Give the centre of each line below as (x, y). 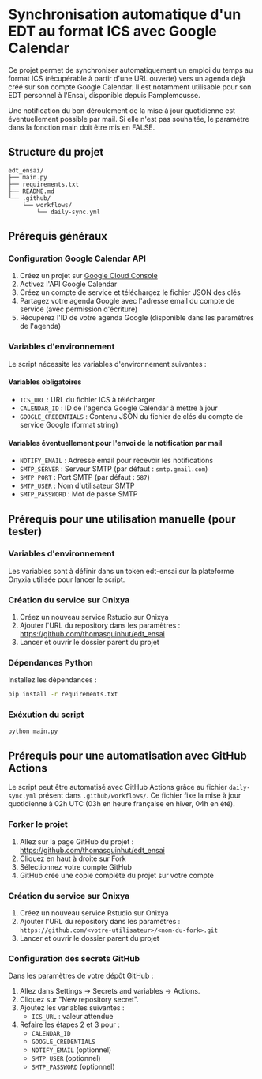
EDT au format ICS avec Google (112, 31)
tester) (25, 531)
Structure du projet (56, 152)
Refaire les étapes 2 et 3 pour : (69, 1024)
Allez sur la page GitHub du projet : (77, 841)
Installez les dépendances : (52, 680)
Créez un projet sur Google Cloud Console (88, 276)
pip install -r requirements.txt (63, 694)
